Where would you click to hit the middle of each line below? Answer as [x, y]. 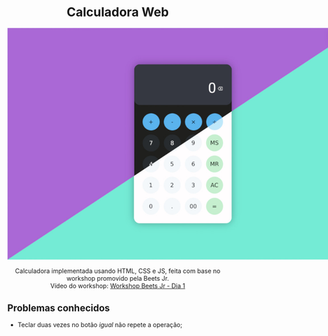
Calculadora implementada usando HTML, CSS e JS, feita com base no [118, 271]
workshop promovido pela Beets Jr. [118, 279]
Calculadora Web [118, 12]
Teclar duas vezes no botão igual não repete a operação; [100, 325]
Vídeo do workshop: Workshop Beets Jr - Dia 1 [118, 286]
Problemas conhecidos [59, 308]
